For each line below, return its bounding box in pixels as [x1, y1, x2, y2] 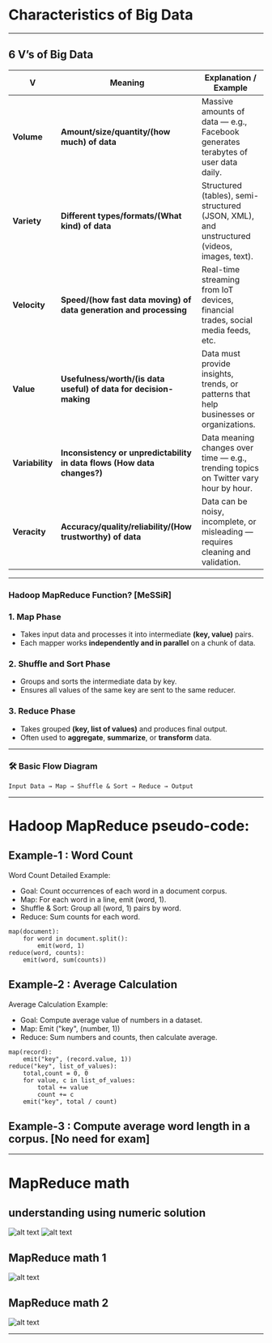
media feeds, [201, 324, 251, 335]
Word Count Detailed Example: [8, 870, 111, 880]
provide [201, 358, 231, 369]
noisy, [201, 505, 225, 517]
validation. [201, 556, 241, 568]
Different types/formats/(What [60, 210, 182, 221]
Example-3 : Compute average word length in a [8, 1119, 251, 1133]
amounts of [201, 105, 245, 117]
